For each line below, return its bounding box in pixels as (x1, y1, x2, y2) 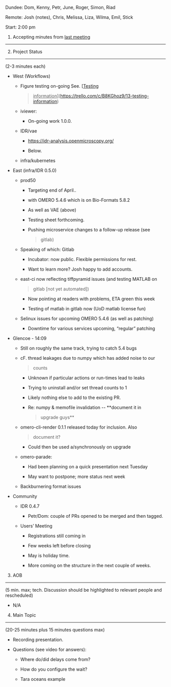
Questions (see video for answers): (12, 647, 87, 652)
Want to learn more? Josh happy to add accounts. (27, 266, 133, 272)
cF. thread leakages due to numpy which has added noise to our (20, 355, 155, 361)
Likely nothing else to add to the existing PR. (27, 394, 121, 401)
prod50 (20, 177, 36, 183)
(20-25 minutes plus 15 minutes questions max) (5, 627, 105, 632)
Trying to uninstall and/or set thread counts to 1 (27, 385, 127, 390)
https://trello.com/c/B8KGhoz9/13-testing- (60, 93, 149, 99)
